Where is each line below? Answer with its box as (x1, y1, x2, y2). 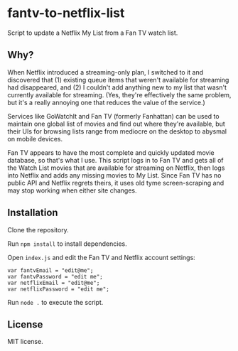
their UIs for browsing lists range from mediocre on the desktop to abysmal (7, 126, 227, 136)
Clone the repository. (7, 225, 69, 234)
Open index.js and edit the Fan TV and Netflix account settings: (7, 253, 195, 261)
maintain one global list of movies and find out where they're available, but (7, 119, 225, 128)
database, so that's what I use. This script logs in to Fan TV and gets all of (7, 156, 224, 164)
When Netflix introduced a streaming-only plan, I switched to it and (7, 67, 204, 76)
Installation (7, 207, 58, 219)
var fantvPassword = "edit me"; (7, 273, 103, 280)
